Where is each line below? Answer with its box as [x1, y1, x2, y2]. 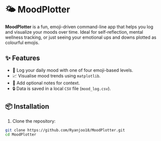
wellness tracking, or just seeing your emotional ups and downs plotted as [5, 34, 157, 40]
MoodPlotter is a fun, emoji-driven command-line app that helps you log [5, 23, 154, 30]
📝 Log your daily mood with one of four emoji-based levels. [12, 67, 133, 73]
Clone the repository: [12, 118, 56, 124]
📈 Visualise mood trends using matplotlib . [12, 72, 101, 78]
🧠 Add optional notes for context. [12, 80, 80, 86]
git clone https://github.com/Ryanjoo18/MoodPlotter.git [5, 128, 125, 133]
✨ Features [5, 54, 40, 63]
